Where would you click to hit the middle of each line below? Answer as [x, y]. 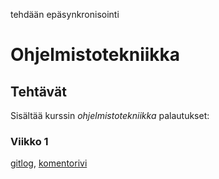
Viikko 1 [29, 141]
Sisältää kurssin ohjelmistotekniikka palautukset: [110, 115]
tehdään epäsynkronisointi [65, 14]
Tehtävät [38, 91]
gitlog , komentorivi [49, 163]
